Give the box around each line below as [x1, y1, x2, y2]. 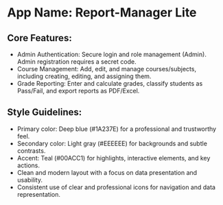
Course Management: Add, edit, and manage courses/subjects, [16, 65, 197, 73]
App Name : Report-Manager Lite [7, 5, 197, 21]
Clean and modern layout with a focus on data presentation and [16, 168, 198, 176]
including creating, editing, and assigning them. [16, 72, 152, 80]
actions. [16, 161, 40, 169]
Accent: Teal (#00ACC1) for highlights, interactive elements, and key [16, 154, 211, 162]
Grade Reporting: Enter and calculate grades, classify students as [16, 80, 203, 87]
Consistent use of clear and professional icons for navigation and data [16, 183, 216, 191]
